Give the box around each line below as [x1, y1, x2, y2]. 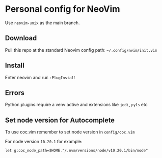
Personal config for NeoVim [5, 3, 120, 15]
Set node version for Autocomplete [5, 116, 115, 124]
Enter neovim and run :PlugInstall [5, 74, 76, 80]
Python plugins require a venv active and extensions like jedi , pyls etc [5, 102, 148, 108]
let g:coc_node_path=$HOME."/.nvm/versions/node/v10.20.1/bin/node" [5, 148, 148, 153]
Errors [5, 89, 25, 97]
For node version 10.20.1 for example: [5, 139, 82, 145]
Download [5, 34, 37, 42]
